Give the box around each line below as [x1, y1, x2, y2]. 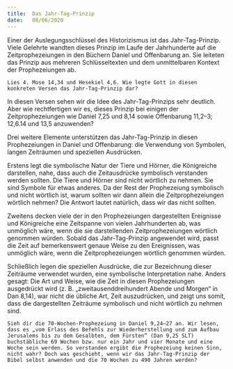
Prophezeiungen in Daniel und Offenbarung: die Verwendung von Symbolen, [7, 140, 227, 148]
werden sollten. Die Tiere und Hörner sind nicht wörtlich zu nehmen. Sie [7, 175, 214, 184]
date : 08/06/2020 [7, 17, 64, 24]
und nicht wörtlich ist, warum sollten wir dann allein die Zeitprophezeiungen [7, 191, 224, 199]
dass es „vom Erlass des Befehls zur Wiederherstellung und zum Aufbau [7, 326, 219, 333]
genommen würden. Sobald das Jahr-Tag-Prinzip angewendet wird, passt [7, 234, 219, 242]
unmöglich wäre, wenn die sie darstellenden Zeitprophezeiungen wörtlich [7, 226, 218, 235]
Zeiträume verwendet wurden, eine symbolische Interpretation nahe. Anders [7, 269, 226, 278]
